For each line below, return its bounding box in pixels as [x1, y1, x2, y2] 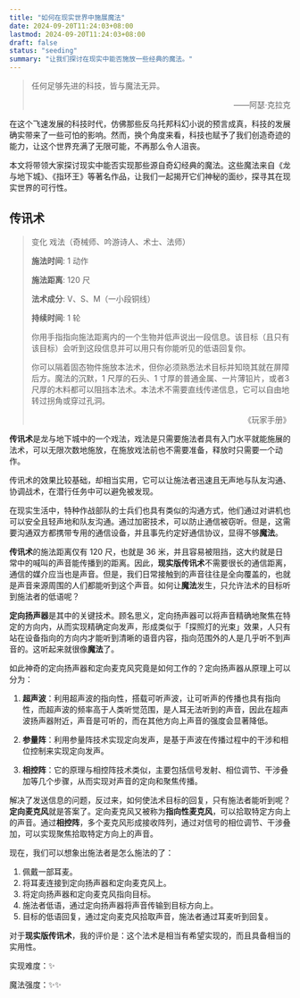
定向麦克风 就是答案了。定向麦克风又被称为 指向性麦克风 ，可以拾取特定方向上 [9, 806, 291, 816]
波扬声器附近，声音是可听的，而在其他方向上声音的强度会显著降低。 [21, 715, 273, 726]
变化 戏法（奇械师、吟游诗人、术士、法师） [30, 236, 190, 247]
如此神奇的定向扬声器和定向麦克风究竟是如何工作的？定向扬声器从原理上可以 [9, 662, 291, 673]
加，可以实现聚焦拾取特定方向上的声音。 [9, 828, 158, 839]
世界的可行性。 [16, 183, 72, 192]
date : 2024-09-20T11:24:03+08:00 [9, 21, 134, 30]
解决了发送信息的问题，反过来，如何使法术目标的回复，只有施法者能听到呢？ [9, 794, 291, 806]
